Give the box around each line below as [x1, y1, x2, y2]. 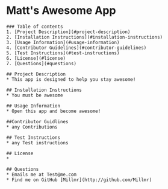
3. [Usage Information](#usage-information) [6, 39, 120, 45]
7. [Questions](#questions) [6, 60, 77, 66]
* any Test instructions [6, 139, 69, 146]
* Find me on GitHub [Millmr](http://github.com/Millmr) [6, 176, 152, 183]
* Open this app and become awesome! [6, 108, 101, 114]
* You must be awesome [6, 92, 63, 98]
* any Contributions [6, 124, 58, 130]
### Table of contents [6, 24, 63, 30]
